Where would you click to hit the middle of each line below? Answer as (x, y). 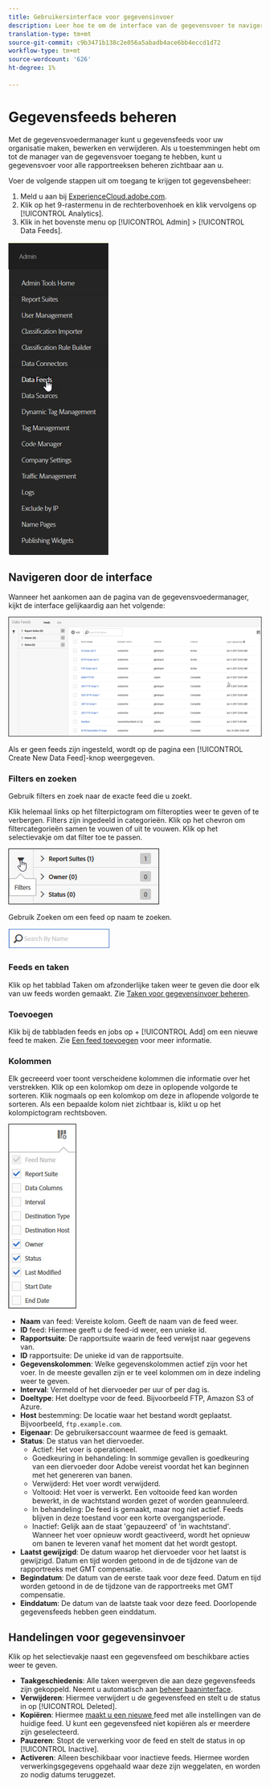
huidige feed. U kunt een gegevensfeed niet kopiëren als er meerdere (135, 1723)
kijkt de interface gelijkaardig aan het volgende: (87, 605)
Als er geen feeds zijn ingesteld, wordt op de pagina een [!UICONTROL (126, 750)
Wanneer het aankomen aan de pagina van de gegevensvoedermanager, (129, 597)
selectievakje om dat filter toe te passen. (76, 837)
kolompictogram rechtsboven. (58, 1113)
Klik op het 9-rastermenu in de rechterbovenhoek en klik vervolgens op (138, 204)
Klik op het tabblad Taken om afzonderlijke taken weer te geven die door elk (134, 984)
